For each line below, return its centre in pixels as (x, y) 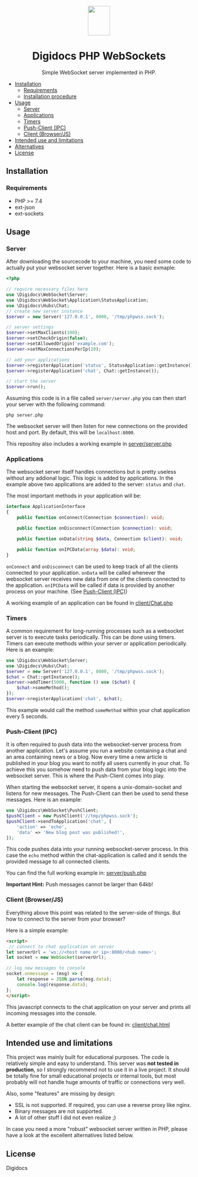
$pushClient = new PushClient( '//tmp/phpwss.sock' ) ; (72, 816)
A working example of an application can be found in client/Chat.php (90, 603)
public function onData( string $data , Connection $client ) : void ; (100, 539)
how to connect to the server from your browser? (66, 919)
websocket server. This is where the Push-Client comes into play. (85, 776)
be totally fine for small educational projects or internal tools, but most (91, 1076)
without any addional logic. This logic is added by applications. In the (90, 478)
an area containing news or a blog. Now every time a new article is (87, 757)
